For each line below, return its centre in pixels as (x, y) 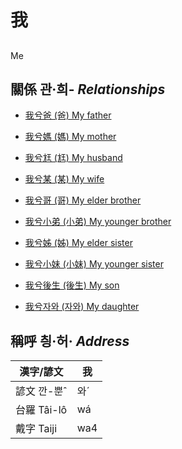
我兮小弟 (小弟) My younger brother (98, 222)
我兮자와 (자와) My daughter (82, 307)
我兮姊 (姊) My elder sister (78, 243)
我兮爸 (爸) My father (68, 115)
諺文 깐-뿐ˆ (41, 391)
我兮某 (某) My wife (64, 179)
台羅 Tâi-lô (41, 410)
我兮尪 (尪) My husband (73, 158)
